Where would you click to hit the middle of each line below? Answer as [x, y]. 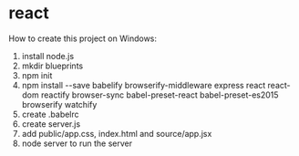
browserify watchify [59, 104]
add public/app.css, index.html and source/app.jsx [117, 133]
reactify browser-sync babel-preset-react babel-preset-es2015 [160, 95]
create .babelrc [50, 114]
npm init [37, 75]
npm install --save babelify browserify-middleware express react [144, 85]
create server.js [51, 124]
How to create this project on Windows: [82, 38]
